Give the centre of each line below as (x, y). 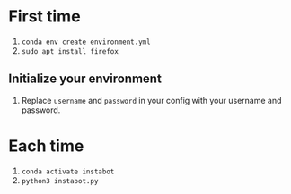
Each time (46, 146)
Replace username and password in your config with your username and (151, 100)
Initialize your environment (85, 79)
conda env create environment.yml (86, 42)
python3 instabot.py (60, 181)
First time (45, 17)
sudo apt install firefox (70, 51)
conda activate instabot (68, 172)
